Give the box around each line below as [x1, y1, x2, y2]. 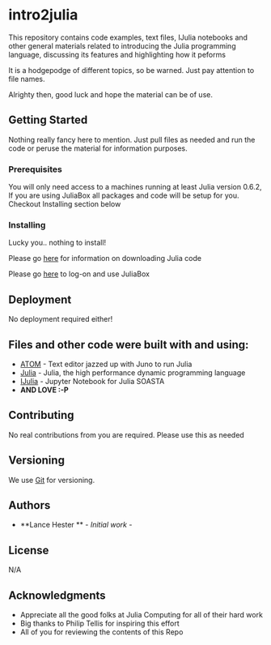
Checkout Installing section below [8, 199, 121, 209]
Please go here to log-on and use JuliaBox [8, 269, 150, 279]
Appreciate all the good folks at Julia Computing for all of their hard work [19, 610, 263, 620]
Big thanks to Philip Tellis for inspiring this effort [19, 618, 180, 629]
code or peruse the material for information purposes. [8, 143, 188, 153]
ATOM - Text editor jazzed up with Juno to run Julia [19, 359, 193, 369]
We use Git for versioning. [8, 475, 95, 485]
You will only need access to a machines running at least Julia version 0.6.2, [8, 182, 262, 192]
